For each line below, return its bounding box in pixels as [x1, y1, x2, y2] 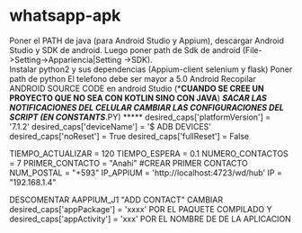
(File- [242, 44, 262, 55]
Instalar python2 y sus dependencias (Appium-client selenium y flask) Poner [9, 64, 293, 75]
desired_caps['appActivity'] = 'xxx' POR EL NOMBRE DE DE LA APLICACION [9, 213, 292, 224]
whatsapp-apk [9, 5, 121, 26]
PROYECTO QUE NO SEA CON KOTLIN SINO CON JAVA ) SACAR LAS [9, 92, 268, 103]
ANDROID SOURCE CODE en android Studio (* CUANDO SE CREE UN [9, 83, 265, 94]
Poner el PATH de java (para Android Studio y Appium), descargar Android [9, 35, 285, 46]
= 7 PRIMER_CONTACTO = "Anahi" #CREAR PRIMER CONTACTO [9, 157, 249, 168]
